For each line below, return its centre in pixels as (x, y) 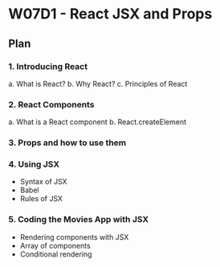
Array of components (55, 245)
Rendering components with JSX (74, 237)
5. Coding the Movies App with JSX (79, 220)
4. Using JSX (34, 164)
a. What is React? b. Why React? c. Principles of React (98, 83)
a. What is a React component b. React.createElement (98, 122)
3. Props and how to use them (67, 143)
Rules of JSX (41, 199)
